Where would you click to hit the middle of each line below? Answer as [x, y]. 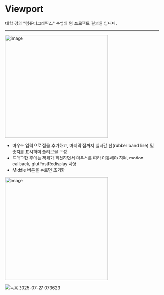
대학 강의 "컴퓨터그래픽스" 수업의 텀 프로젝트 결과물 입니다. [61, 23]
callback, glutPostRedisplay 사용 [44, 164]
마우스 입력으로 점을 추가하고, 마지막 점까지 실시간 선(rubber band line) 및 [83, 145]
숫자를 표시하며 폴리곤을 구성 [40, 151]
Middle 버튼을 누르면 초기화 [39, 170]
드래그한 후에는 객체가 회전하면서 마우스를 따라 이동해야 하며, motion [78, 158]
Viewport [24, 9]
